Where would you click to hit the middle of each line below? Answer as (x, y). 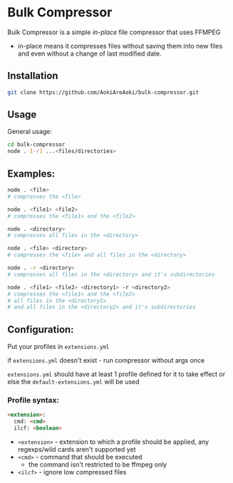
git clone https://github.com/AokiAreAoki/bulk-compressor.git (103, 92)
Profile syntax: (33, 400)
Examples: (31, 173)
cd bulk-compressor (36, 145)
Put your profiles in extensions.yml (58, 347)
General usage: (30, 132)
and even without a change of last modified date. (89, 53)
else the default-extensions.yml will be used (74, 382)
